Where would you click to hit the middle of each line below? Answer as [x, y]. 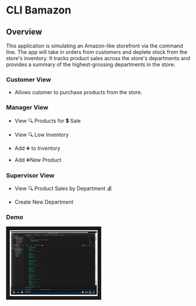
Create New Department [44, 202]
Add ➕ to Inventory [37, 148]
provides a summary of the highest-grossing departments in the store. [91, 64]
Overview [24, 32]
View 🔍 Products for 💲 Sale [47, 121]
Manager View [27, 108]
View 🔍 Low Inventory [42, 135]
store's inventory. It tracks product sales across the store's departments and [98, 58]
